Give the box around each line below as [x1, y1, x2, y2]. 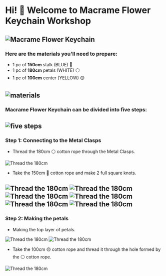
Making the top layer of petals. [12, 226, 76, 232]
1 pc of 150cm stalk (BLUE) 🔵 [12, 61, 72, 67]
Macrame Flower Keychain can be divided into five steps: [5, 106, 147, 113]
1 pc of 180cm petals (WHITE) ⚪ [12, 67, 80, 73]
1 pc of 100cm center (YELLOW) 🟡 [12, 75, 85, 81]
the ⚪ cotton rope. [12, 253, 51, 260]
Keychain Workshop [5, 15, 91, 27]
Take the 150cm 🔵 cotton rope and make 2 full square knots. [12, 170, 136, 176]
